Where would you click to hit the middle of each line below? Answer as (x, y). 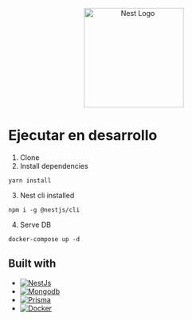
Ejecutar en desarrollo (83, 136)
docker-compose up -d (44, 239)
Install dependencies (54, 166)
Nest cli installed (47, 195)
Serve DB (35, 224)
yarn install (30, 180)
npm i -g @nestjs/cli (44, 210)
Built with (32, 264)
